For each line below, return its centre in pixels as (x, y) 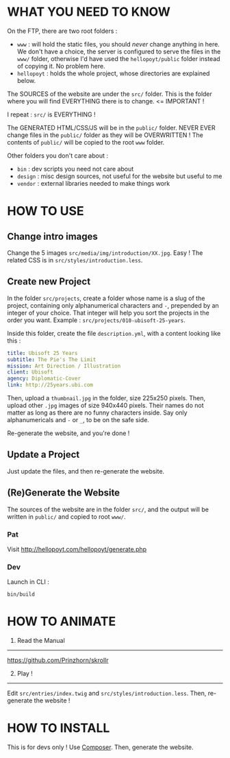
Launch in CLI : (28, 582)
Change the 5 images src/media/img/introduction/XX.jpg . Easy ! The (105, 253)
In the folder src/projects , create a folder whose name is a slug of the (106, 298)
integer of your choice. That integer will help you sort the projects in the (108, 313)
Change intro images (52, 236)
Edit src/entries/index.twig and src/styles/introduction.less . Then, (107, 694)
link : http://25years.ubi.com (50, 385)
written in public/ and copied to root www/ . (66, 516)
